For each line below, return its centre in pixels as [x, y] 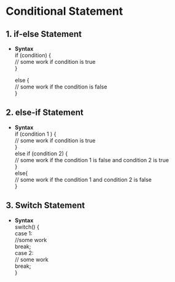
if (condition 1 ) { [35, 134]
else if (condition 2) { [41, 153]
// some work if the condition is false [61, 87]
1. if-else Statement [44, 34]
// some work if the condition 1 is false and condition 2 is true [92, 160]
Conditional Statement [64, 11]
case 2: [24, 253]
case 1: [24, 233]
